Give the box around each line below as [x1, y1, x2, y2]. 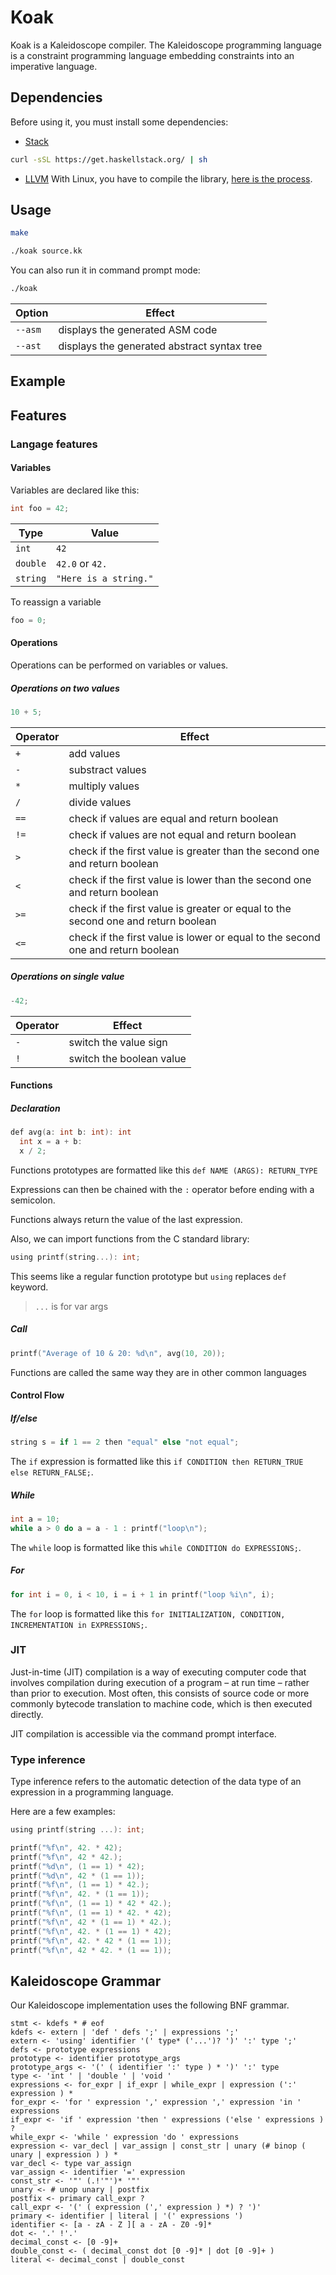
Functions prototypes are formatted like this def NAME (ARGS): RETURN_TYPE [10, 1164, 318, 1176]
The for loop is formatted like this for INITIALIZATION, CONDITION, [10, 1607, 286, 1620]
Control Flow [10, 1389, 65, 1401]
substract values [68, 762, 147, 776]
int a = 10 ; [10, 1514, 60, 1524]
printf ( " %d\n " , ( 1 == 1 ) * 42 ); [10, 1861, 145, 1871]
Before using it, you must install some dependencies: [10, 116, 229, 128]
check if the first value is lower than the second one [68, 872, 312, 886]
